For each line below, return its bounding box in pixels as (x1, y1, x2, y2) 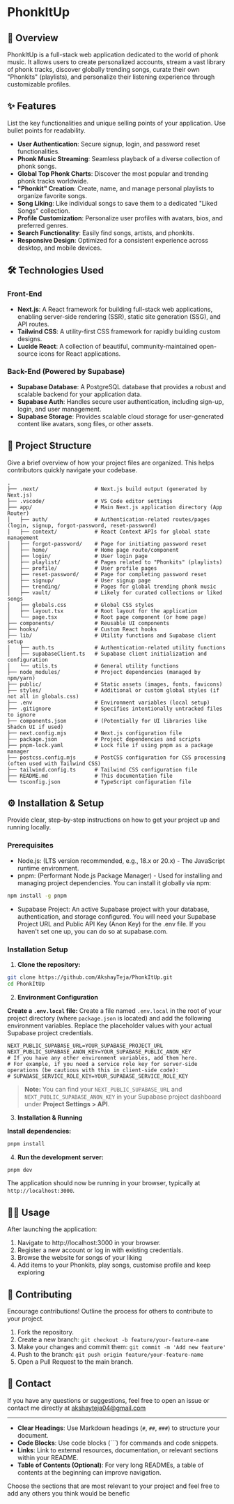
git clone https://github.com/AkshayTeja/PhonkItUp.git (7, 974, 173, 981)
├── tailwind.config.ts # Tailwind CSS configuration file (7, 766, 198, 773)
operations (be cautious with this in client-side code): (7, 1067, 179, 1074)
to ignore (7, 711, 36, 719)
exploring (17, 1268, 45, 1277)
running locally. (7, 823, 52, 832)
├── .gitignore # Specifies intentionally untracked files (7, 705, 223, 712)
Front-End (7, 289, 42, 299)
